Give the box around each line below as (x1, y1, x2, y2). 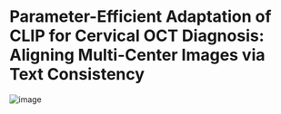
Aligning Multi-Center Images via (9, 45, 266, 65)
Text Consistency (9, 64, 146, 85)
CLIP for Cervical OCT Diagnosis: (9, 25, 266, 46)
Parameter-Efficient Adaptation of (9, 6, 272, 27)
